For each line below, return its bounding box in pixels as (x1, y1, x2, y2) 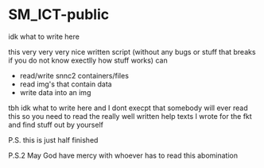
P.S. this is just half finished (8, 135, 99, 144)
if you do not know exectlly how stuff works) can (8, 55, 169, 65)
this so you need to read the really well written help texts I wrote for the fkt (8, 111, 252, 120)
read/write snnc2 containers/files (19, 71, 130, 80)
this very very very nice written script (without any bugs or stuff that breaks (8, 47, 256, 56)
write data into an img (19, 87, 91, 97)
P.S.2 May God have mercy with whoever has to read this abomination (8, 151, 239, 160)
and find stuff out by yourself (8, 120, 103, 129)
